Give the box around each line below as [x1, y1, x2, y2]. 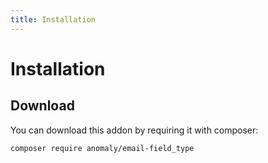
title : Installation [10, 14, 97, 25]
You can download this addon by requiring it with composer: [10, 124, 259, 136]
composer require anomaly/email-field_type [10, 143, 195, 153]
